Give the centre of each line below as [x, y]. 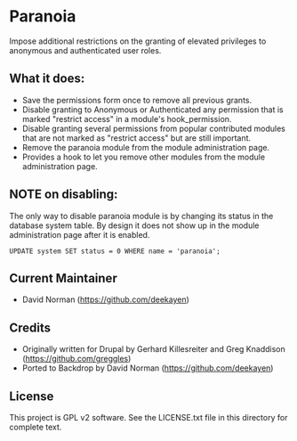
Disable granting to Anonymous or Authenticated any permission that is [153, 110]
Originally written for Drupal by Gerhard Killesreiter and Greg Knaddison [154, 349]
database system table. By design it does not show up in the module [134, 225]
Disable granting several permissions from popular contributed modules [154, 128]
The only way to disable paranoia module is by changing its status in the [141, 216]
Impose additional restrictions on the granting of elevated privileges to [138, 41]
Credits [30, 327]
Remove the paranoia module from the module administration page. [145, 147]
